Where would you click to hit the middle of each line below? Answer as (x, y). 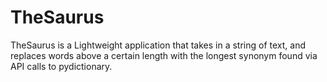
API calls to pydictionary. (61, 66)
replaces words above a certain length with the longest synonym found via (164, 55)
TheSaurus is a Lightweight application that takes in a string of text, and (158, 45)
